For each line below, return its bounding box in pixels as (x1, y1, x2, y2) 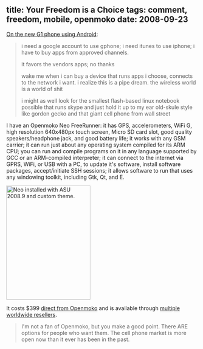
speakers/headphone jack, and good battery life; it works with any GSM (6, 134, 186, 142)
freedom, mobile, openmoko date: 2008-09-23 (6, 15, 188, 25)
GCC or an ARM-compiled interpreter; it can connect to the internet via (6, 154, 184, 161)
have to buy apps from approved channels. (21, 49, 129, 56)
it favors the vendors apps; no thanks (21, 60, 115, 67)
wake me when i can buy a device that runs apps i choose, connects (21, 72, 193, 80)
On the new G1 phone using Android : (6, 30, 98, 38)
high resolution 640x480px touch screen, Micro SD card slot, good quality (6, 128, 193, 136)
